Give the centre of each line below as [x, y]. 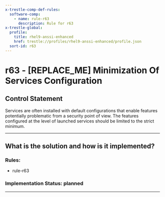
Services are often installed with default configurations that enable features [82, 110]
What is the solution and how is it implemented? [80, 146]
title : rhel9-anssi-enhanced [44, 37]
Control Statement [34, 99]
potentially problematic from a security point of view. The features [72, 116]
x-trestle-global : [24, 28]
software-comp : [25, 14]
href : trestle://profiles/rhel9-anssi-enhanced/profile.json [78, 42]
